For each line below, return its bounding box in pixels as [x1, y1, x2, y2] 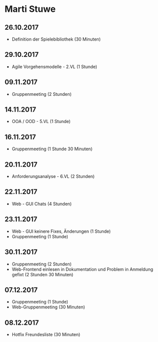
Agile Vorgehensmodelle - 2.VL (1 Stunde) [11, 63, 97, 70]
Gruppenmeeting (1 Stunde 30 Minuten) [11, 146, 93, 152]
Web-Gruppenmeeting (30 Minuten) [11, 304, 85, 310]
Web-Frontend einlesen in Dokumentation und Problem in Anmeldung [11, 266, 154, 272]
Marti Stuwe [4, 3, 56, 15]
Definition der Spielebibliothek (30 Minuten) [11, 36, 101, 42]
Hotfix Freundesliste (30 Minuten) [11, 332, 80, 338]
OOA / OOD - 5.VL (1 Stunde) [11, 119, 71, 125]
